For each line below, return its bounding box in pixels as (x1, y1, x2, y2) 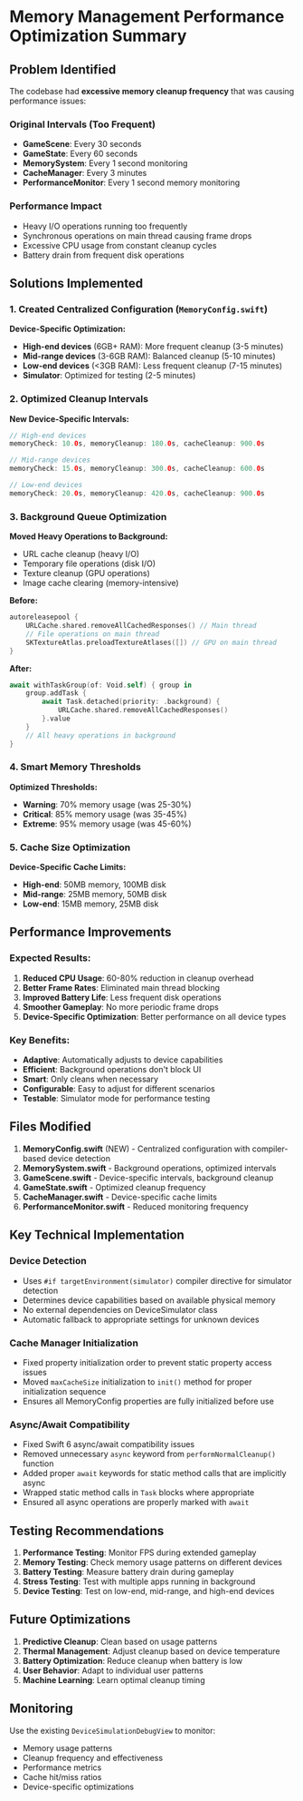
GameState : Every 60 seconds (22, 148, 138, 160)
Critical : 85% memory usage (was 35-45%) (22, 808, 187, 819)
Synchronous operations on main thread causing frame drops (22, 230, 252, 241)
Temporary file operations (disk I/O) (22, 558, 156, 569)
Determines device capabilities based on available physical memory (22, 1295, 276, 1306)
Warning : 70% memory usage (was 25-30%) (22, 798, 192, 809)
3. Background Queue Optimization (9, 510, 167, 523)
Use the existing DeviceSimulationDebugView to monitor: (9, 1725, 216, 1736)
